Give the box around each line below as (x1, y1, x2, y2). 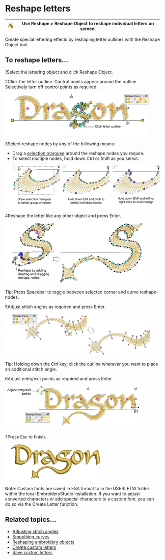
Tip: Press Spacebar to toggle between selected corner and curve (5, 289, 139, 295)
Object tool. (5, 41, 29, 47)
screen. (80, 26, 96, 32)
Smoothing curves (12, 533, 50, 539)
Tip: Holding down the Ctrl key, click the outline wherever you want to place (5, 361, 158, 367)
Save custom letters (12, 549, 53, 555)
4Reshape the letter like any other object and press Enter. (5, 213, 121, 219)
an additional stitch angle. (5, 366, 57, 372)
